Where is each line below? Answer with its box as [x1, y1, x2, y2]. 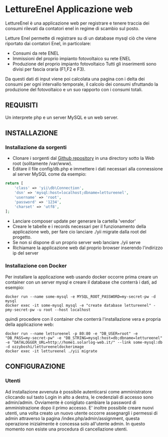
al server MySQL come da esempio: [12, 171, 87, 177]
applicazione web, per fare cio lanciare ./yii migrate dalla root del [12, 229, 146, 235]
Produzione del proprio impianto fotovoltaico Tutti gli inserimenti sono [12, 61, 156, 67]
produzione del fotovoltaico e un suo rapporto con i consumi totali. [5, 86, 143, 92]
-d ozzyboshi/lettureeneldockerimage [5, 344, 84, 349]
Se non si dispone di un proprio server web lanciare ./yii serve [12, 239, 141, 245]
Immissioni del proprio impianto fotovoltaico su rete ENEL [12, 55, 131, 61]
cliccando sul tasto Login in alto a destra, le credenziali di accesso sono [5, 394, 154, 400]
